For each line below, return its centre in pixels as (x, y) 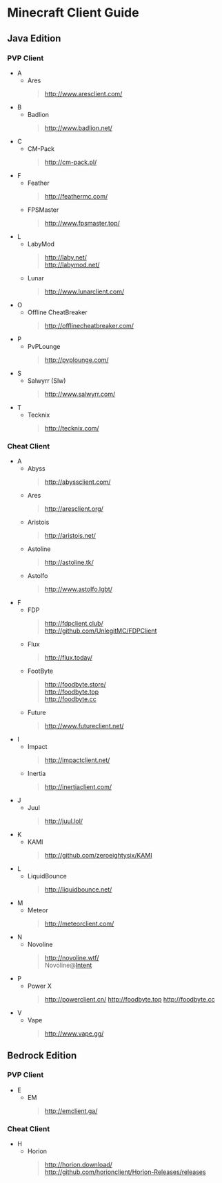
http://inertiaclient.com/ (78, 787)
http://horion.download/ (78, 1165)
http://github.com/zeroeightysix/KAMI (99, 856)
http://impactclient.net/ (77, 760)
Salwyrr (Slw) (47, 380)
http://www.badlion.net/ (78, 128)
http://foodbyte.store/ (75, 685)
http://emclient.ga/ (71, 1111)
